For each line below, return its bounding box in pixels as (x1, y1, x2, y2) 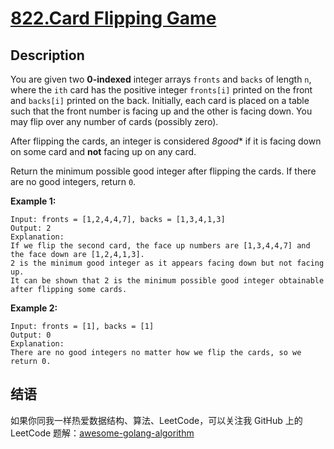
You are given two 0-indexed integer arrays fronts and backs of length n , (10, 73, 312, 85)
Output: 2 (10, 223, 52, 233)
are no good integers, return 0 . (10, 176, 137, 187)
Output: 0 (10, 330, 52, 340)
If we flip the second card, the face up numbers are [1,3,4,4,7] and (10, 241, 311, 251)
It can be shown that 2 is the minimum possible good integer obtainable (10, 276, 325, 286)
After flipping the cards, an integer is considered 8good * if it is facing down (10, 135, 322, 147)
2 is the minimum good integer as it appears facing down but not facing (10, 258, 325, 268)
